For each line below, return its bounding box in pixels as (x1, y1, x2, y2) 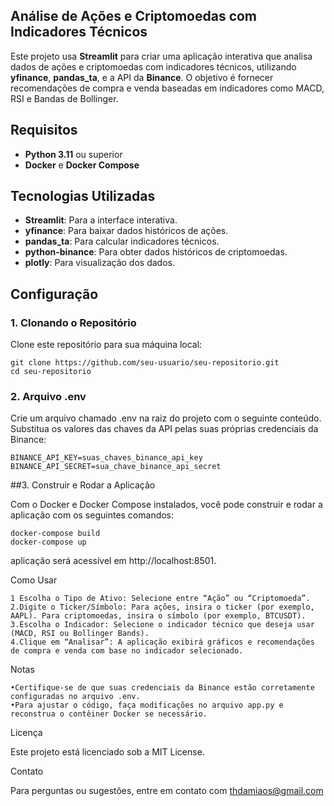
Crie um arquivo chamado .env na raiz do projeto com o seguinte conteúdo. (10, 412, 322, 424)
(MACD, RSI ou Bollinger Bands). (10, 629, 150, 639)
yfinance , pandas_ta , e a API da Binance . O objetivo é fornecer (10, 71, 274, 83)
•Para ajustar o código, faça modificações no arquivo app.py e (10, 700, 284, 711)
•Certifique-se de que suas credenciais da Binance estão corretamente (10, 683, 315, 693)
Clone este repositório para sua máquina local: (10, 339, 203, 351)
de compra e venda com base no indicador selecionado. (10, 646, 244, 656)
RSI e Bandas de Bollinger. (10, 92, 119, 104)
